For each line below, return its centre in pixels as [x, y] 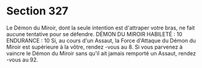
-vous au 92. [22, 60]
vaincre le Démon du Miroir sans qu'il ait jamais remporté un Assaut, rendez [101, 53]
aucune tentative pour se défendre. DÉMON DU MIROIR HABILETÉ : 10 [94, 34]
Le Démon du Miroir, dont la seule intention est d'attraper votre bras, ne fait [101, 28]
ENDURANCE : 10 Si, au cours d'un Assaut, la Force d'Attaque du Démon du [101, 40]
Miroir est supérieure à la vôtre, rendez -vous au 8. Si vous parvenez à [95, 47]
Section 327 [37, 11]
